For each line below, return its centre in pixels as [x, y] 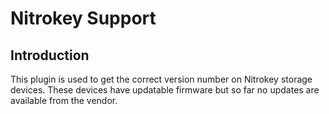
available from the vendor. [64, 100]
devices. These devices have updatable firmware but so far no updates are [165, 90]
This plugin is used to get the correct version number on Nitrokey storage [161, 79]
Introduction [50, 55]
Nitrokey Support [83, 18]
